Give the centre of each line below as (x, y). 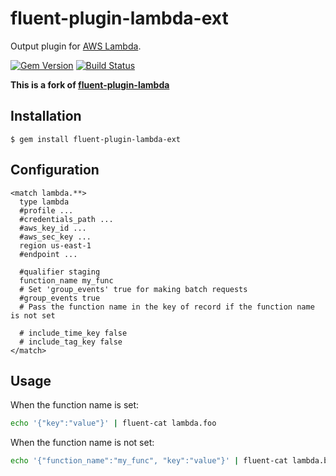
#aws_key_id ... (53, 228)
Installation (46, 116)
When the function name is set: (75, 405)
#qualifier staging (60, 272)
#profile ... (46, 210)
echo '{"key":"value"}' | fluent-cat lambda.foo (113, 423)
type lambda (44, 202)
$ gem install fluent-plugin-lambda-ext (96, 139)
